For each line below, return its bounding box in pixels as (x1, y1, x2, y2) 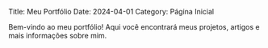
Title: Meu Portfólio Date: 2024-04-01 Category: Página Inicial (8, 7, 215, 16)
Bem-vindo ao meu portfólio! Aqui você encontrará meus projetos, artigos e (8, 22, 260, 31)
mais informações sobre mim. (8, 31, 107, 40)
